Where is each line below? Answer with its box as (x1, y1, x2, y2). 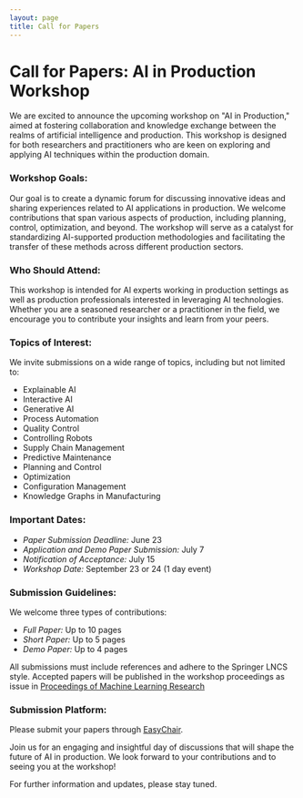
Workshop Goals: (9, 172, 88, 185)
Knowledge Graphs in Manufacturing (22, 491, 161, 502)
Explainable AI (22, 384, 76, 395)
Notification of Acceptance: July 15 (22, 553, 156, 565)
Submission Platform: (9, 703, 107, 716)
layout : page (9, 13, 59, 23)
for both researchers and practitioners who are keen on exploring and (9, 139, 271, 150)
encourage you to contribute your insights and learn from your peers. (9, 313, 269, 324)
